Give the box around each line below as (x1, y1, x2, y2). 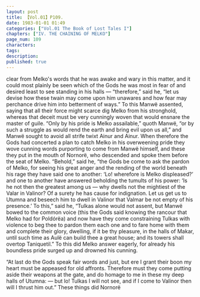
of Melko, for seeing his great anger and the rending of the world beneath (6, 164, 187, 171)
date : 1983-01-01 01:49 (6, 20, 66, 26)
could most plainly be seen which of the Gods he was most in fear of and (6, 81, 186, 88)
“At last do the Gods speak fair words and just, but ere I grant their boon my (6, 258, 192, 265)
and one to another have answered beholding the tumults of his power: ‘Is (6, 177, 188, 184)
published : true (6, 59, 47, 65)
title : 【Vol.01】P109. (6, 14, 64, 20)
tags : (6, 48, 20, 54)
